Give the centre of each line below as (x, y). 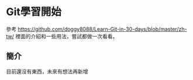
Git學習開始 (34, 12)
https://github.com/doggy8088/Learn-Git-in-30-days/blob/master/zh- (102, 29)
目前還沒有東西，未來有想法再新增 (47, 71)
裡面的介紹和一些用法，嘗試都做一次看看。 (67, 36)
